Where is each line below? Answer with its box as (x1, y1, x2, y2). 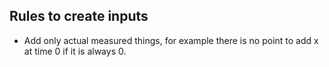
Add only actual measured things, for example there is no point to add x (23, 34, 319, 46)
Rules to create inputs (9, 8, 149, 25)
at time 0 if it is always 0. (23, 45, 127, 57)
